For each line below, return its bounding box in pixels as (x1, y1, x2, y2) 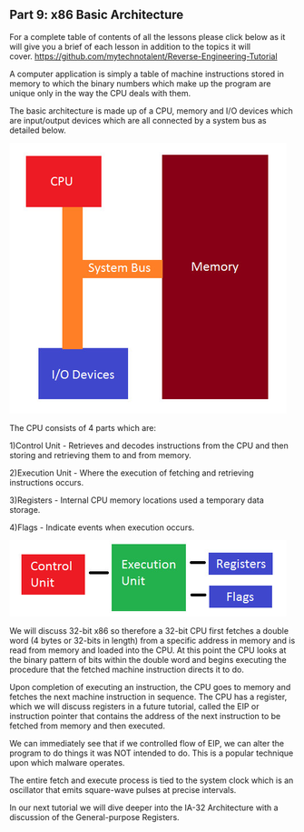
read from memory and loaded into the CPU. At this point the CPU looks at (9, 645, 287, 656)
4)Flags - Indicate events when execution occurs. (9, 522, 195, 533)
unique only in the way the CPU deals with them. (9, 87, 191, 98)
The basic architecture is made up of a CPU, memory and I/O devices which (9, 105, 293, 116)
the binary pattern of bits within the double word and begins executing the (9, 654, 288, 665)
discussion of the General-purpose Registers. (9, 811, 180, 822)
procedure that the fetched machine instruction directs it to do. (9, 664, 245, 675)
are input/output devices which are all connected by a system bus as (9, 115, 267, 125)
